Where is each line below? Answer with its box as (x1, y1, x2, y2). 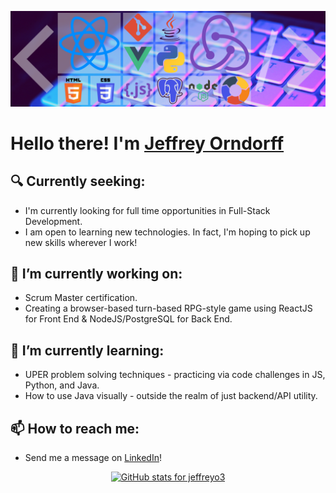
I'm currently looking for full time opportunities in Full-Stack (24, 204, 271, 216)
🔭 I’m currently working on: (10, 265, 183, 282)
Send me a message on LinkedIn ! (24, 452, 162, 464)
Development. (24, 215, 83, 227)
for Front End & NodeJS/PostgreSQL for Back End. (24, 313, 233, 325)
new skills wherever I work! (24, 236, 138, 248)
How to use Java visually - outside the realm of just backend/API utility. (24, 390, 318, 402)
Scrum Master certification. (24, 292, 138, 304)
